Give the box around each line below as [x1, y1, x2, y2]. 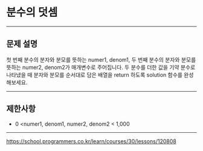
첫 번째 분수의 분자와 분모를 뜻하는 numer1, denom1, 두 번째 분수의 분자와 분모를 [6, 56, 196, 63]
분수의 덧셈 [6, 5, 58, 19]
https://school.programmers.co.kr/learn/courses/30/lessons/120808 [6, 137, 176, 145]
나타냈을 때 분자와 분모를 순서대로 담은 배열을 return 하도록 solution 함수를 [6, 71, 183, 79]
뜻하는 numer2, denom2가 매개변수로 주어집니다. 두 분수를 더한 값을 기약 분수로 [6, 63, 196, 71]
